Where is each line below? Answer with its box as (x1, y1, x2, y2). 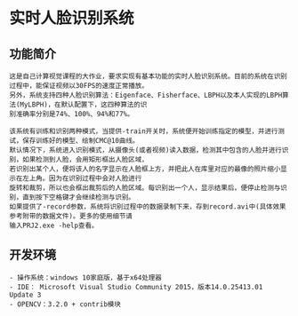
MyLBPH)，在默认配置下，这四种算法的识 (20, 100, 148, 109)
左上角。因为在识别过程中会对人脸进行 (21, 174, 142, 183)
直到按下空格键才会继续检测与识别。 (21, 193, 135, 201)
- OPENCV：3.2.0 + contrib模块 (9, 299, 122, 309)
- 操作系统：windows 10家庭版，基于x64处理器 (9, 273, 162, 282)
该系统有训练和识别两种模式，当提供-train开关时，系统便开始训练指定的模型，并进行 (9, 127, 278, 136)
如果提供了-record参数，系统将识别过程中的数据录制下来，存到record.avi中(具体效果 (9, 202, 286, 211)
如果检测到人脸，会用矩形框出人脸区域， (21, 155, 149, 164)
